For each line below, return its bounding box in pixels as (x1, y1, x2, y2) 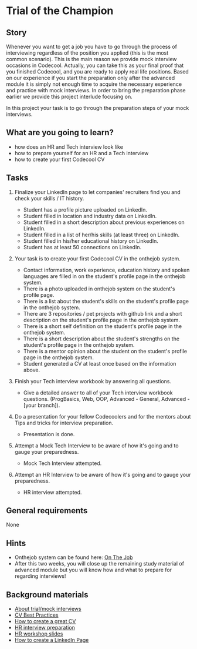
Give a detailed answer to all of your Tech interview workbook (23, 389, 173, 396)
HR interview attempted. (23, 489, 82, 496)
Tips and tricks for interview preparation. (14, 419, 113, 426)
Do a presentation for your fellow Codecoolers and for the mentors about (14, 413, 191, 420)
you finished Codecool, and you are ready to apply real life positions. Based (6, 68, 189, 75)
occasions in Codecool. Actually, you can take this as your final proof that (6, 62, 184, 69)
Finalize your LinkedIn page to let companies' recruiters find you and (14, 188, 181, 195)
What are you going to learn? (6, 128, 114, 138)
